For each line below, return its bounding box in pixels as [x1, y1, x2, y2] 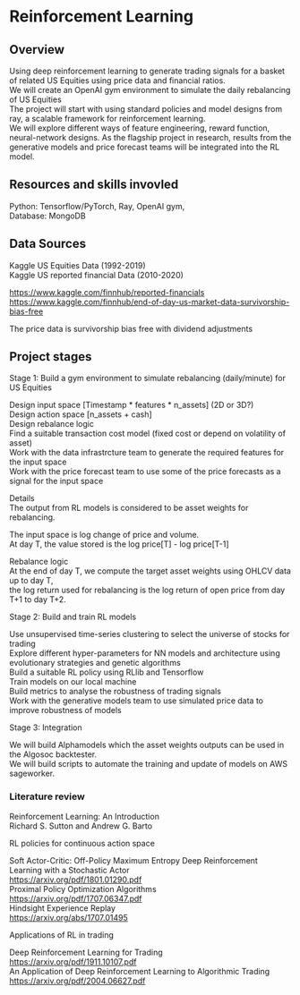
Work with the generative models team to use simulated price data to [9, 695, 264, 706]
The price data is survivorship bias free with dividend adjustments [9, 323, 253, 334]
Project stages [9, 349, 92, 364]
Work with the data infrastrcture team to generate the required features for [9, 447, 285, 458]
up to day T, [9, 575, 54, 586]
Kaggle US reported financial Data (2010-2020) [9, 269, 184, 280]
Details [9, 493, 35, 504]
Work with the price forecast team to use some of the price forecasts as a [9, 466, 281, 477]
